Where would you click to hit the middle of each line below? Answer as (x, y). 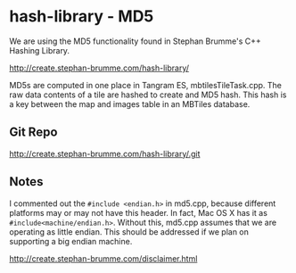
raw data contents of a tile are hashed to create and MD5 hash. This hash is (148, 95)
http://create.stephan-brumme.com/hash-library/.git (105, 153)
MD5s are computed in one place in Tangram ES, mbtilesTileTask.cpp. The (146, 85)
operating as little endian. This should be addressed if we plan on (129, 232)
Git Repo (33, 132)
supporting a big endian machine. (71, 241)
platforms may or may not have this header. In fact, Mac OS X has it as (138, 212)
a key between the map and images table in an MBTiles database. (130, 103)
